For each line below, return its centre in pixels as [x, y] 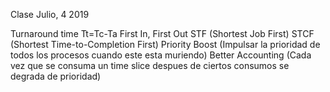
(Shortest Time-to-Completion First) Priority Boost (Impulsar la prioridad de [165, 44]
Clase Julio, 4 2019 [50, 14]
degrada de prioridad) [56, 76]
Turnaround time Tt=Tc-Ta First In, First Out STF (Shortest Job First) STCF [162, 33]
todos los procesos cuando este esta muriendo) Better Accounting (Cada [161, 55]
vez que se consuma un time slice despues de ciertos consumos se [150, 65]
